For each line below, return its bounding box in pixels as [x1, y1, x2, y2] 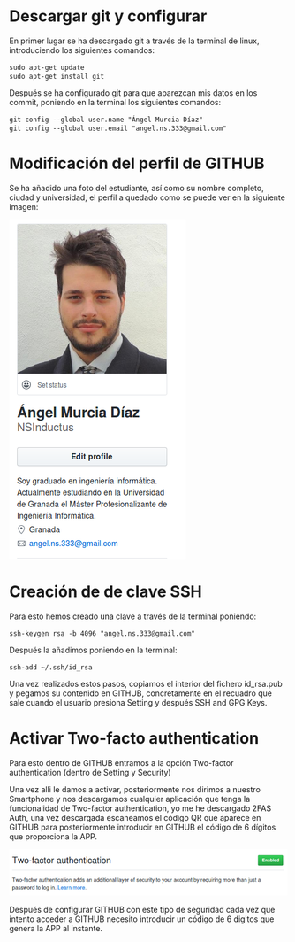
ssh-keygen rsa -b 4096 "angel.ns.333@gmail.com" [9, 629, 196, 638]
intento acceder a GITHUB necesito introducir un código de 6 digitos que [9, 914, 275, 924]
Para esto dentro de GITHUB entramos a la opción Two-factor [9, 757, 234, 768]
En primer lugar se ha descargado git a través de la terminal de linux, [9, 35, 260, 46]
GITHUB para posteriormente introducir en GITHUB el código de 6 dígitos [9, 822, 276, 832]
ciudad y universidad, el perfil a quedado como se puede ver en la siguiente [9, 192, 285, 203]
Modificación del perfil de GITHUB [9, 153, 265, 174]
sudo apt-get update [9, 63, 86, 72]
